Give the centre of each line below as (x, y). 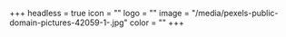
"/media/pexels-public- (235, 13)
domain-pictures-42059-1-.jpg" (69, 23)
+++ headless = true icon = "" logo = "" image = (99, 13)
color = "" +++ (157, 23)
